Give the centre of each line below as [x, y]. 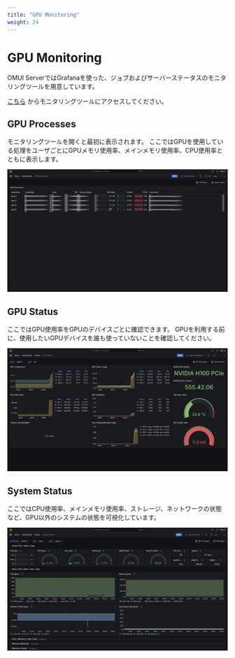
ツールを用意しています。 [62, 87]
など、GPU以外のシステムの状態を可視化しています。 [84, 517]
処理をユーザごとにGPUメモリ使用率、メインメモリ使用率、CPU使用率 [115, 150]
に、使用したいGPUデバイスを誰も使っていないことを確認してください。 [111, 338]
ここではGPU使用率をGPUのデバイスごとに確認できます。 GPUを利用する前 [116, 330]
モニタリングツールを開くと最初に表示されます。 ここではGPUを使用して [112, 142]
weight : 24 [23, 22]
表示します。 [44, 159]
